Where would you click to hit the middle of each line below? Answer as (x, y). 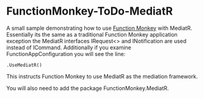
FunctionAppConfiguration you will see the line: (66, 54)
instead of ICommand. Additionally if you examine (69, 47)
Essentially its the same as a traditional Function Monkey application (92, 34)
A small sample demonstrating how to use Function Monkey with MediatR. (99, 28)
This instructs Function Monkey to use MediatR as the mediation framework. (102, 76)
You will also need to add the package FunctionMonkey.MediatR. (88, 88)
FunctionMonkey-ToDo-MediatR (89, 11)
